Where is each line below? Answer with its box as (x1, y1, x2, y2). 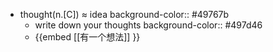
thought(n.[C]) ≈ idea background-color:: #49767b (19, 9, 230, 20)
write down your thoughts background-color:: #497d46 (34, 19, 263, 31)
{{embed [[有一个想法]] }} (34, 31, 141, 43)
